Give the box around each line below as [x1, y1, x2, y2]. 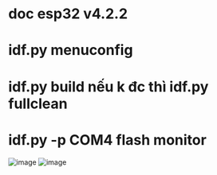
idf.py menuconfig [8, 41, 133, 60]
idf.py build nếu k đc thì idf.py [8, 77, 209, 95]
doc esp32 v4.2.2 [8, 5, 128, 23]
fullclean [8, 95, 68, 112]
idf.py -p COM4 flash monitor [8, 130, 207, 149]
